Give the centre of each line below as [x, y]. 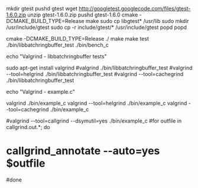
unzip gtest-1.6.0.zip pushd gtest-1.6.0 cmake [83, 15]
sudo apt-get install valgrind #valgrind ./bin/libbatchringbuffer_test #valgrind [99, 68]
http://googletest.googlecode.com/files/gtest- [135, 9]
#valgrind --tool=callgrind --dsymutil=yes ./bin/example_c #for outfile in [94, 121]
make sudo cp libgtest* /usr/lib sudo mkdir [137, 21]
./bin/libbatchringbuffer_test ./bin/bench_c [58, 45]
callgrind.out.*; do [28, 127]
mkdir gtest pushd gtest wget [42, 9]
